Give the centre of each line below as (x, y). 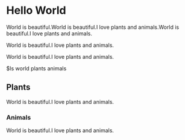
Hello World (36, 11)
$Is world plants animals (36, 68)
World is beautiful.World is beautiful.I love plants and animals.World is (93, 27)
